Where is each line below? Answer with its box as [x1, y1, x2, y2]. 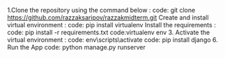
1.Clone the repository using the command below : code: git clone [7, 6, 196, 14]
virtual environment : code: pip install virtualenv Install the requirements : [7, 21, 216, 29]
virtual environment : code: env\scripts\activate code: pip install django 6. [7, 36, 218, 44]
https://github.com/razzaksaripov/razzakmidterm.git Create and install [7, 13, 209, 22]
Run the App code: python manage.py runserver [7, 43, 146, 51]
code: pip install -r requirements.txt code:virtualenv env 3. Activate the [7, 28, 210, 36]
